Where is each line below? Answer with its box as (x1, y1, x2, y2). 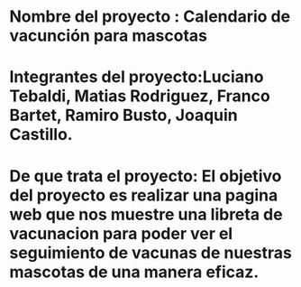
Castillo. (9, 125, 74, 145)
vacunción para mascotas (9, 25, 207, 46)
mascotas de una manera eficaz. (9, 262, 260, 282)
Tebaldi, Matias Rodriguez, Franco (9, 86, 270, 106)
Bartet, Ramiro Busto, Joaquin (9, 106, 239, 125)
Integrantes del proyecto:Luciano (9, 67, 264, 88)
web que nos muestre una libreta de (9, 204, 283, 225)
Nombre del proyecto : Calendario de (9, 6, 291, 27)
